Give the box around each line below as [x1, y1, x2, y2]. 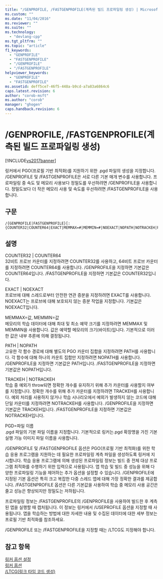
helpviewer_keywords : [5, 71, 49, 75]
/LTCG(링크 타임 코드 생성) [5, 569, 56, 575]
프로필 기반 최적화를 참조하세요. [5, 517, 65, 523]
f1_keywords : [5, 48, 32, 53]
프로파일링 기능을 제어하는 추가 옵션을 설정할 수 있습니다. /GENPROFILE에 [14, 470, 154, 476]
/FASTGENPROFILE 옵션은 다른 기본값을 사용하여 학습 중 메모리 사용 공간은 [15, 482, 158, 488]
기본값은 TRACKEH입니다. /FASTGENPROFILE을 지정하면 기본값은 [5, 407, 132, 413]
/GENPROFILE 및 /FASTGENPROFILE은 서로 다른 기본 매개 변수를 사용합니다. [5, 174, 152, 180]
